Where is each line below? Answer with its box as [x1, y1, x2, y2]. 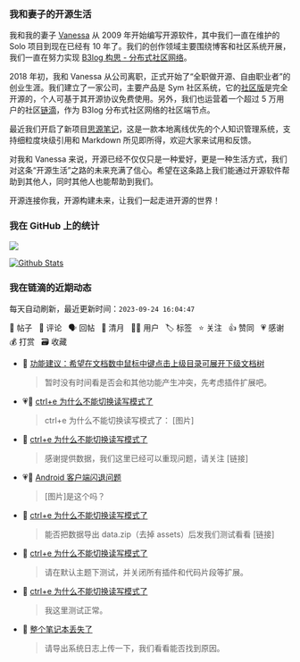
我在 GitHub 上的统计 [9, 220, 100, 232]
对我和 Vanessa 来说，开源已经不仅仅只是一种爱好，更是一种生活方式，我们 [9, 154, 287, 164]
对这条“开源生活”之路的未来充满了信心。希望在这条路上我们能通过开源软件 [9, 165, 283, 176]
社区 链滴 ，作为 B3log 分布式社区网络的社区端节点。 [24, 105, 216, 115]
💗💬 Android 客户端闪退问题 [21, 472, 122, 482]
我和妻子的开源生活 [9, 7, 92, 20]
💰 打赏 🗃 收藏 [9, 336, 67, 347]
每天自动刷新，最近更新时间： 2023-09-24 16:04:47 [9, 303, 196, 314]
